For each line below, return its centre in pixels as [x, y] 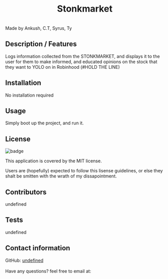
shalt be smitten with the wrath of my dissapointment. [61, 176]
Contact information [38, 248]
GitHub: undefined [24, 260]
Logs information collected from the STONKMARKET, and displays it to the [82, 56]
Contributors [26, 192]
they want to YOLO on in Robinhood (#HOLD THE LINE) [63, 67]
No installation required [30, 95]
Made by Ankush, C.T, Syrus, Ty [39, 28]
